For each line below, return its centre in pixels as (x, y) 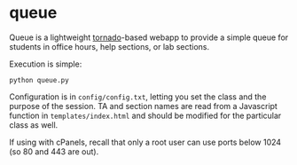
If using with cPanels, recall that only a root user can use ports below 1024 (145, 142)
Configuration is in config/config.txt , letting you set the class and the (138, 97)
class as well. (34, 125)
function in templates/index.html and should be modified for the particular (145, 115)
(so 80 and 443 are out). (54, 151)
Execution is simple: (46, 64)
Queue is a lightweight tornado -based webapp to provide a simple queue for (149, 37)
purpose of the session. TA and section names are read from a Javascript (143, 106)
